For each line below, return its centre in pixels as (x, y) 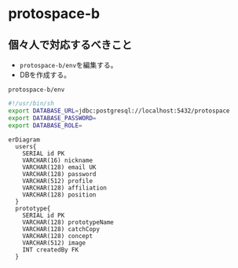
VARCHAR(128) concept (57, 236)
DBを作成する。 (45, 75)
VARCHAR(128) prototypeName (68, 222)
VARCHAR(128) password (59, 174)
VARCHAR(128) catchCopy (61, 229)
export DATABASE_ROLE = (45, 125)
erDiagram (24, 140)
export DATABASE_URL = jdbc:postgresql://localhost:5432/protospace (119, 111)
